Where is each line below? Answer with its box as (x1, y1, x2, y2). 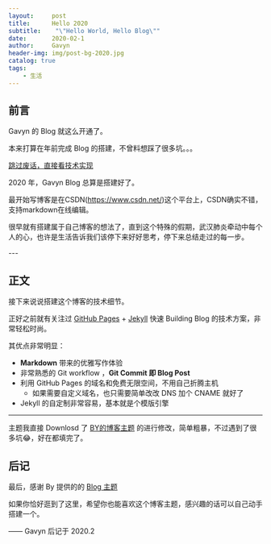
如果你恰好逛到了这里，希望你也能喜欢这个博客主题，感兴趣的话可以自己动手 (8, 499, 263, 509)
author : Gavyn (8, 42, 70, 50)
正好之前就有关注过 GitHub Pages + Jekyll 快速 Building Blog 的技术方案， (8, 314, 254, 323)
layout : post (8, 11, 67, 20)
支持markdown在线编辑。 (8, 205, 94, 214)
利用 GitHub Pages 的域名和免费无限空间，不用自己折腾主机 (19, 378, 219, 388)
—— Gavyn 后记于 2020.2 (8, 526, 95, 536)
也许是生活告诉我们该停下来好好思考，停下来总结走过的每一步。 (35, 232, 248, 242)
